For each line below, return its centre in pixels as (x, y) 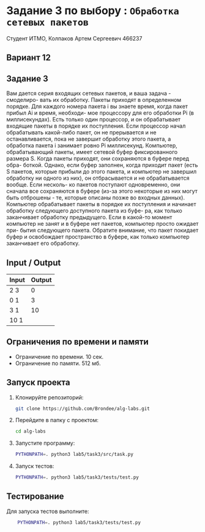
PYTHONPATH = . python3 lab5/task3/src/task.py (74, 455)
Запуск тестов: (35, 466)
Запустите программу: (45, 443)
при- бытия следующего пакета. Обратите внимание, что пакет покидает (102, 230)
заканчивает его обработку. (43, 244)
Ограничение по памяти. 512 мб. (58, 363)
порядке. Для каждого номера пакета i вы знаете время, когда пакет (97, 106)
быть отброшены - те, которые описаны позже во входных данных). (96, 198)
